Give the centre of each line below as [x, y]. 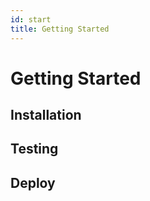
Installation [46, 115]
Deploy [33, 182]
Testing [34, 149]
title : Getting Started [60, 29]
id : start [31, 19]
